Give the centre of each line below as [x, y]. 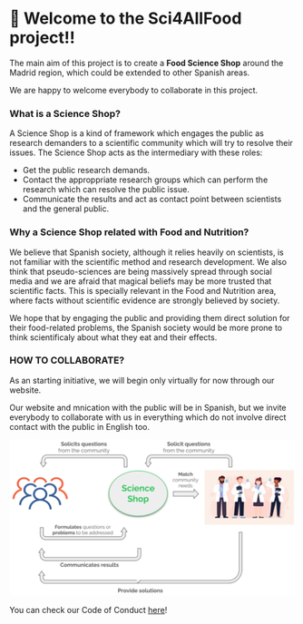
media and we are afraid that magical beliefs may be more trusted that [141, 281]
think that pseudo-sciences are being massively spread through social [141, 271]
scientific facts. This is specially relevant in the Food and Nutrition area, [143, 290]
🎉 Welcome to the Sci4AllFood [126, 19]
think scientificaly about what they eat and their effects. [113, 337]
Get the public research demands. [86, 171]
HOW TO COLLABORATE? [67, 360]
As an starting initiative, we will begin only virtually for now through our [142, 380]
